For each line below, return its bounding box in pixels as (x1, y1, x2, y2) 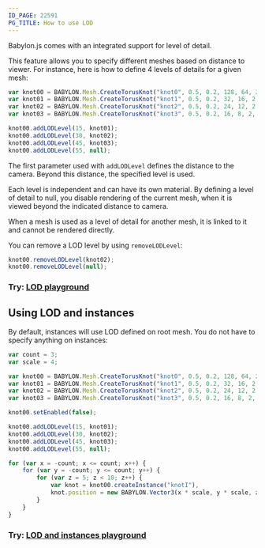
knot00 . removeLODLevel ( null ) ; (8, 263, 108, 271)
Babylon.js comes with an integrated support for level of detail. (8, 40, 212, 50)
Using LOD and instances (8, 306, 135, 319)
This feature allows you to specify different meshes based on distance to (8, 56, 245, 66)
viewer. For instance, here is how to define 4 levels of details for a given (8, 64, 242, 74)
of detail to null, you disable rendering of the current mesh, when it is (8, 193, 233, 202)
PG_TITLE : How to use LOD (8, 19, 93, 27)
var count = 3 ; (8, 350, 58, 358)
